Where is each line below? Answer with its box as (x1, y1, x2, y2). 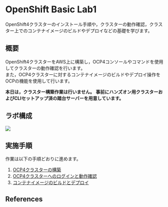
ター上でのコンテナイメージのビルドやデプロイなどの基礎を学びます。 (5, 27, 153, 34)
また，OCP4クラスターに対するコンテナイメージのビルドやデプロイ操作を (5, 71, 161, 77)
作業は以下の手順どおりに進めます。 (5, 156, 81, 162)
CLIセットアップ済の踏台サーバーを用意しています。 (14, 95, 124, 101)
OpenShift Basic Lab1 (5, 4, 97, 15)
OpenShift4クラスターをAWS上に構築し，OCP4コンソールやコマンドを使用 (5, 58, 163, 65)
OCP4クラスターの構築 (12, 167, 61, 173)
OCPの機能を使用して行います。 (5, 78, 73, 84)
